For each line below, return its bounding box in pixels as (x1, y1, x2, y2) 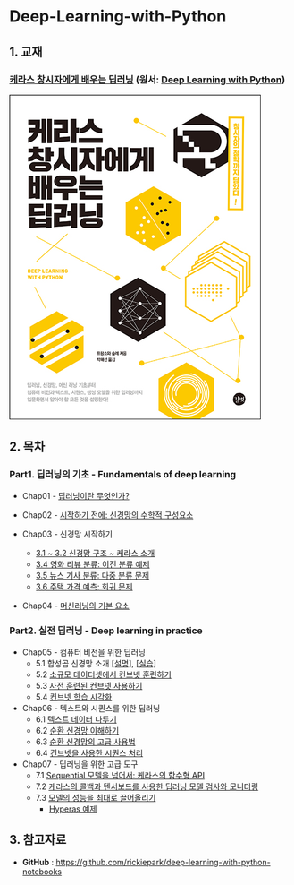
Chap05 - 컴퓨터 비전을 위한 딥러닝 (21, 647, 146, 657)
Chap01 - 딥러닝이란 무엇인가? (21, 490, 130, 501)
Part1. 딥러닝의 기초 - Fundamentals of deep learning (9, 468, 237, 481)
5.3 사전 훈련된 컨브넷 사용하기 (35, 680, 143, 691)
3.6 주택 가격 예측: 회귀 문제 (35, 580, 133, 592)
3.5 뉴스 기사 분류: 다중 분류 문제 (35, 570, 150, 580)
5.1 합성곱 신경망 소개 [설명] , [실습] (35, 657, 156, 668)
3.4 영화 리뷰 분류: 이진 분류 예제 (35, 558, 150, 570)
